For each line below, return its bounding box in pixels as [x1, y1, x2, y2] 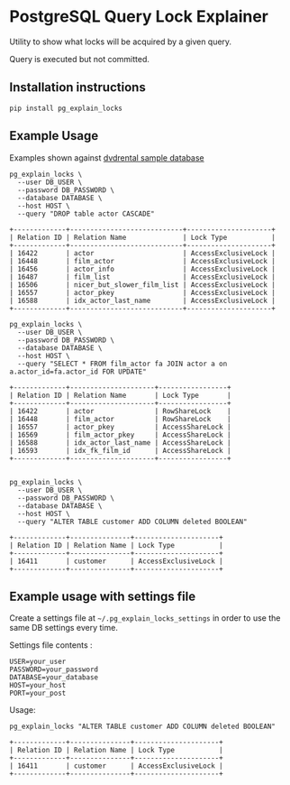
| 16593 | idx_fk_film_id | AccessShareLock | [9, 446, 231, 455]
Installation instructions [9, 79, 146, 96]
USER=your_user [9, 657, 67, 667]
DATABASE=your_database [9, 673, 99, 682]
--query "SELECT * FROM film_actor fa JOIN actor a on [17, 359, 228, 368]
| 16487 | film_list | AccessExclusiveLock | [9, 272, 276, 282]
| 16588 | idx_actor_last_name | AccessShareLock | [9, 438, 231, 448]
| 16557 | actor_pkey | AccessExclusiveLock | [9, 288, 276, 297]
